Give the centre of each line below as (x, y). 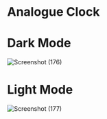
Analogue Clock (53, 12)
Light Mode (40, 90)
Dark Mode (39, 43)
